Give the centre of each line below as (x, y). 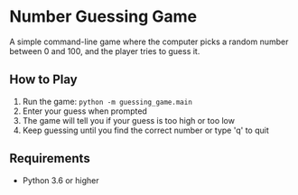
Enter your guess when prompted (84, 111)
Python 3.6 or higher (61, 180)
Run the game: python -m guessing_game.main (107, 101)
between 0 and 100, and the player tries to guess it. (105, 51)
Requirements (50, 158)
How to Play (44, 80)
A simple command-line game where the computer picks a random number (149, 42)
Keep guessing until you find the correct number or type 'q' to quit (145, 130)
